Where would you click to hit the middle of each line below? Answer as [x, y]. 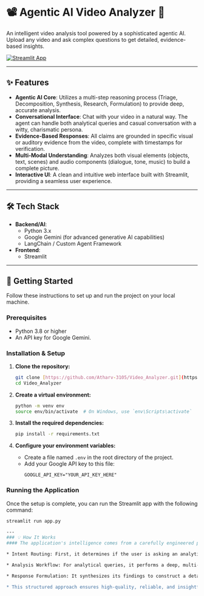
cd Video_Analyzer [38, 383]
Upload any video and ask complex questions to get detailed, [83, 39]
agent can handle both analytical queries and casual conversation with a [106, 123]
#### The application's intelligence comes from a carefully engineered [100, 543]
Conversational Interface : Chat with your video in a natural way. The [101, 116]
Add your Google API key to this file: [69, 464]
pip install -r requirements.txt [57, 434]
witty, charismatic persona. [49, 129]
